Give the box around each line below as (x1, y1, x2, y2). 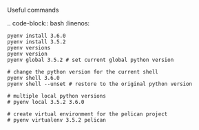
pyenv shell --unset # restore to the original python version (7, 80, 193, 87)
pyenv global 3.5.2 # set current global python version (7, 56, 174, 63)
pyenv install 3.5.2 (7, 39, 67, 45)
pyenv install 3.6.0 (7, 32, 67, 39)
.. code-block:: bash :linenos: (7, 19, 90, 27)
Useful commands (7, 6, 59, 14)
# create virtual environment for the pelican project (7, 111, 168, 118)
